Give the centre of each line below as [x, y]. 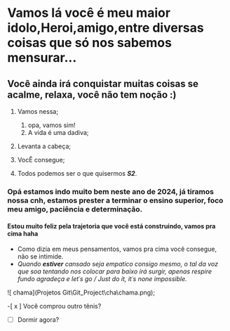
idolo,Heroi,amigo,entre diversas [106, 28]
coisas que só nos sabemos [89, 43]
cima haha [23, 233]
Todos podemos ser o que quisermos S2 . [77, 173]
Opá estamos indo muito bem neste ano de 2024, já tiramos [110, 191]
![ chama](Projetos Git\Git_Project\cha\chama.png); [81, 292]
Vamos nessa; [38, 111]
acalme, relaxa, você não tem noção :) [92, 95]
